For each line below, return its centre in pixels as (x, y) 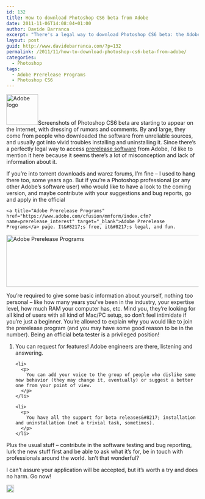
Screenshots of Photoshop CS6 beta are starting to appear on (116, 123)
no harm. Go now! (29, 476)
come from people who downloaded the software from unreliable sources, (100, 136)
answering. (29, 353)
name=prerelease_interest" (41, 222)
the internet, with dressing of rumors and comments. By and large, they (96, 130)
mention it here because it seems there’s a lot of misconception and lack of (101, 155)
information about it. (32, 162)
